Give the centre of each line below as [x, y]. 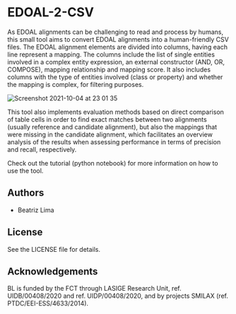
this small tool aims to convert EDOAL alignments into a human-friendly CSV [118, 39]
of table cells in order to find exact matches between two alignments [107, 119]
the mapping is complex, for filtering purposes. [76, 84]
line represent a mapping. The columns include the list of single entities [111, 54]
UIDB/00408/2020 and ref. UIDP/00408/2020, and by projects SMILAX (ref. [118, 296]
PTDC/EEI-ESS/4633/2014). [48, 303]
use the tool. [25, 170]
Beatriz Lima [36, 210]
